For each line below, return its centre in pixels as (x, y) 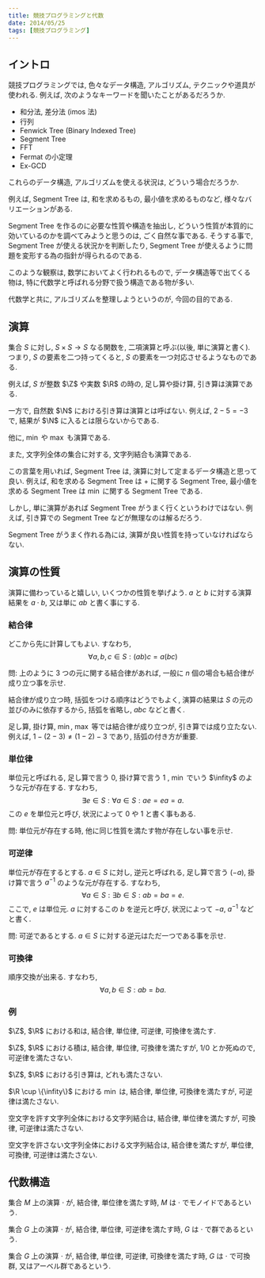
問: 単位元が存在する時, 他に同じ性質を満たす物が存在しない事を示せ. (121, 831)
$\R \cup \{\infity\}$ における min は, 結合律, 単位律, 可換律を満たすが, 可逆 (131, 1091)
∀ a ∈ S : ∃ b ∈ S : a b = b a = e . (133, 895)
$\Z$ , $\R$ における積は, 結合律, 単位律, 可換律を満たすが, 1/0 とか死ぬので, (132, 1047)
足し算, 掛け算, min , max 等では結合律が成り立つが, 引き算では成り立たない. (132, 727)
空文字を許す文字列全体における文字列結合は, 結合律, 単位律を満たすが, (124, 1118)
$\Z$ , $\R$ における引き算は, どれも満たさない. (85, 1074)
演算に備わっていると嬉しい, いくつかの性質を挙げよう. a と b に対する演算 (130, 593)
